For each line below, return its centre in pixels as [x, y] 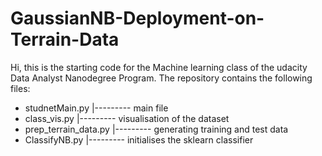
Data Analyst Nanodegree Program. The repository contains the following [161, 78]
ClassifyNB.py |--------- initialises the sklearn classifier [139, 139]
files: [20, 88]
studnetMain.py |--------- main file [96, 108]
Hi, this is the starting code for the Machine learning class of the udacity [159, 67]
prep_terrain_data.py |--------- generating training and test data [156, 129]
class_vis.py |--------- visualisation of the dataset [127, 118]
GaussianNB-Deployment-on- [137, 18]
